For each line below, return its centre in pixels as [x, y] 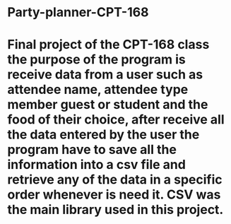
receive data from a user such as [105, 75]
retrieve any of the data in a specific [115, 180]
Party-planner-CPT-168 [78, 12]
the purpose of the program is [96, 60]
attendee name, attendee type [98, 90]
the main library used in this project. [115, 210]
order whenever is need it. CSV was [114, 195]
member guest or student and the [108, 105]
